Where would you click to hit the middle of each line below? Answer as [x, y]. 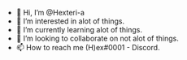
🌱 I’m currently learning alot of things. [79, 30]
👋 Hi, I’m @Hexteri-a [50, 13]
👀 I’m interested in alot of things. [70, 21]
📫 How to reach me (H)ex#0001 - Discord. [88, 47]
